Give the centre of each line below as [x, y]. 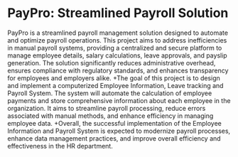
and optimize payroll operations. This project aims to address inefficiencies [117, 40]
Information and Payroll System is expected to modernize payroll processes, [119, 131]
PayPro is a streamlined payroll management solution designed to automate [118, 33]
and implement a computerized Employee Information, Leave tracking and [115, 85]
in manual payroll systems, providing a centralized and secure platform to [115, 48]
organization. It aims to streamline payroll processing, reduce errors [107, 108]
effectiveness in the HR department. [60, 146]
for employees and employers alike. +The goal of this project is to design [114, 78]
